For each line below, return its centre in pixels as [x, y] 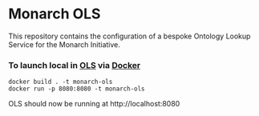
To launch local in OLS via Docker [75, 65]
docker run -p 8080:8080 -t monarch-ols [77, 89]
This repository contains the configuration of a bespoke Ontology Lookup [129, 36]
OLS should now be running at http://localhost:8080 [94, 104]
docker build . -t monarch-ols [61, 82]
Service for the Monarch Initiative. [64, 44]
